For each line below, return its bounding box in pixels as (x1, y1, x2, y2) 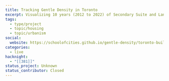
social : (5, 36, 22, 41)
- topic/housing (10, 26, 44, 31)
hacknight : (5, 54, 28, 59)
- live (10, 49, 24, 54)
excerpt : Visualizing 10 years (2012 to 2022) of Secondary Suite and (5, 12, 156, 17)
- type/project (10, 21, 42, 27)
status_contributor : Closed (5, 68, 64, 73)
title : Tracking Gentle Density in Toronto (5, 7, 98, 13)
